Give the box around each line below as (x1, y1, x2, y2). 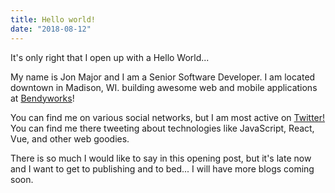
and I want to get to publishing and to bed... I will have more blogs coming (10, 162, 315, 175)
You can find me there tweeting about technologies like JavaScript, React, (10, 122, 315, 134)
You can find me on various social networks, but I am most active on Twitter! (10, 111, 326, 123)
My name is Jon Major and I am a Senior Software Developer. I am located (10, 71, 316, 83)
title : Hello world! (10, 14, 97, 25)
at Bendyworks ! (10, 92, 75, 104)
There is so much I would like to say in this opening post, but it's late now (10, 152, 312, 164)
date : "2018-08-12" (10, 24, 92, 34)
